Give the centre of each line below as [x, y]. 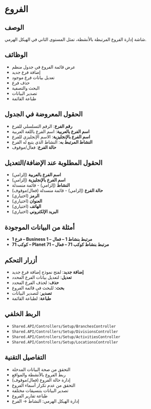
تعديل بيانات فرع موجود [33, 77]
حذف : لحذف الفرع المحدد [35, 283]
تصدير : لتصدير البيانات [32, 293]
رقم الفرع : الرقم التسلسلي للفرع [42, 126]
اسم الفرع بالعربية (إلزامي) [36, 175]
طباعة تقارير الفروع [30, 396]
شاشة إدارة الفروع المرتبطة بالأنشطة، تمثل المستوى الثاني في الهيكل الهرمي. [75, 39]
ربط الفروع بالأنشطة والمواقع [39, 375]
